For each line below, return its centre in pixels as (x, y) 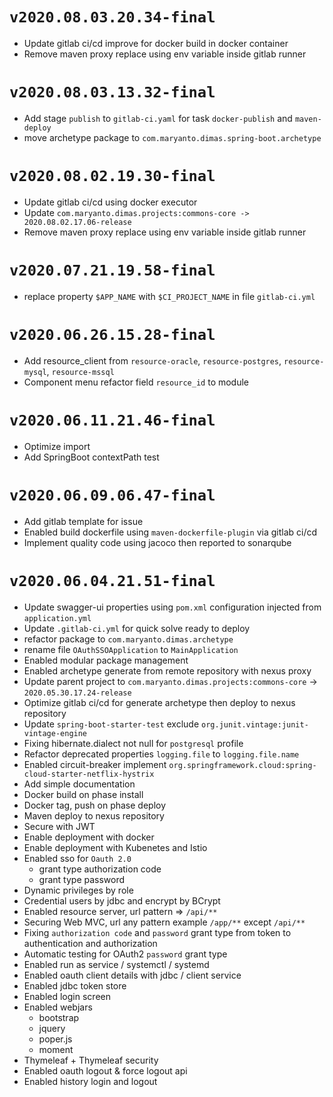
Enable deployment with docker (89, 837)
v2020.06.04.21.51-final (112, 580)
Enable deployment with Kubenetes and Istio (115, 847)
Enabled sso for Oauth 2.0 (77, 858)
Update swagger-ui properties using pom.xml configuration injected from (172, 607)
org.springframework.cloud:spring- (242, 765)
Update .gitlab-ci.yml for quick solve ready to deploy (137, 628)
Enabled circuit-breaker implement (95, 764)
